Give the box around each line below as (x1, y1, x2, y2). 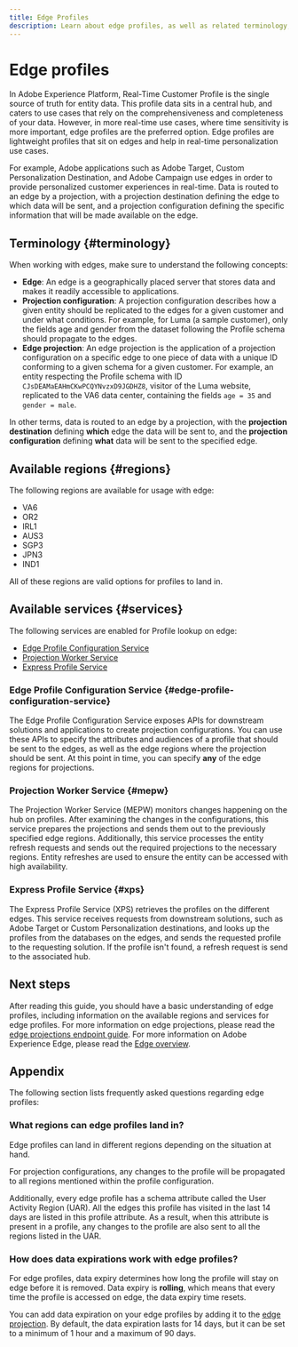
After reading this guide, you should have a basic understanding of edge (9, 1000, 274, 1011)
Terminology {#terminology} (9, 236, 171, 251)
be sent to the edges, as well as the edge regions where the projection (9, 743, 267, 754)
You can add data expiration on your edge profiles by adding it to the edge (9, 1309, 281, 1319)
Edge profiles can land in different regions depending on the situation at (9, 1139, 272, 1150)
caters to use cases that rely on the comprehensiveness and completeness (9, 108, 284, 118)
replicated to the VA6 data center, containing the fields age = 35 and (21, 390, 272, 401)
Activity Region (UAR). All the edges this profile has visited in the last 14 (9, 1202, 271, 1213)
